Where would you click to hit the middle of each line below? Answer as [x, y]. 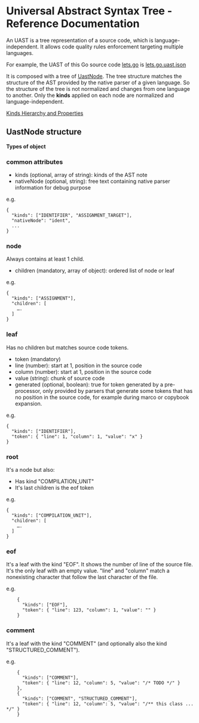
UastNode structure [44, 132]
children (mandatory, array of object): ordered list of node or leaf [94, 271]
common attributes [35, 161]
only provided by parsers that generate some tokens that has [118, 391]
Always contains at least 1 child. [45, 259]
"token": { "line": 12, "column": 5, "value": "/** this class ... [108, 704]
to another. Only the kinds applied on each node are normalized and [90, 95]
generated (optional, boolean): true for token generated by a [89, 385]
